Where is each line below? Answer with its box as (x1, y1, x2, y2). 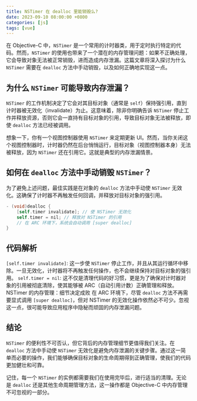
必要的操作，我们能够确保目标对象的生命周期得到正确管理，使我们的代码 (16, 354, 191, 361)
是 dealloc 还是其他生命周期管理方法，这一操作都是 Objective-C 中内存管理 (6, 381, 188, 388)
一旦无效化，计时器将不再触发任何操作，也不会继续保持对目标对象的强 (16, 267, 186, 274)
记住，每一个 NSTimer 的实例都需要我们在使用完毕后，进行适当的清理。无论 (6, 374, 186, 381)
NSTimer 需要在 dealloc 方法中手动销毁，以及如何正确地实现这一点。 (6, 64, 171, 71)
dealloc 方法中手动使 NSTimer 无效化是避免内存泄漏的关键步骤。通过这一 (6, 346, 181, 353)
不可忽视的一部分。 (6, 389, 53, 396)
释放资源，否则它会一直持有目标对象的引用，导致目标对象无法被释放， (16, 114, 186, 121)
